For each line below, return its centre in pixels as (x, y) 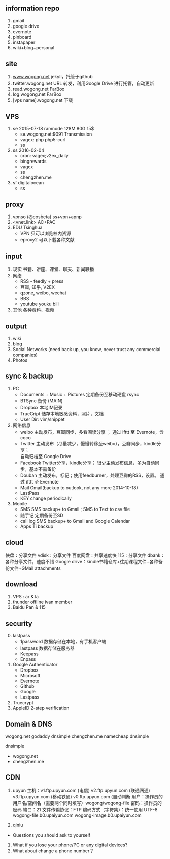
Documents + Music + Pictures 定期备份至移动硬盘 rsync (80, 394)
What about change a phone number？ (53, 851)
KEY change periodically (46, 498)
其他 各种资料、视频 (33, 310)
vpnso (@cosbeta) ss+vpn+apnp (47, 217)
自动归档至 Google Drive (46, 456)
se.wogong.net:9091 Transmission (56, 134)
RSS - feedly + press (42, 281)
